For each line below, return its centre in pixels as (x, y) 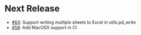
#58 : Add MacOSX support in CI (44, 27)
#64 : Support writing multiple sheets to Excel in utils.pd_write (74, 22)
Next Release (32, 9)
